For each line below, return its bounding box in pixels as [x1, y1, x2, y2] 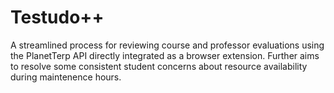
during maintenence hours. [10, 71, 122, 83]
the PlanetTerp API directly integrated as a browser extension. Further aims [10, 49, 320, 61]
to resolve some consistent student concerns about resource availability [10, 60, 308, 72]
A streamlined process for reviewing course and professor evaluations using [10, 39, 325, 51]
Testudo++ [10, 6, 105, 29]
